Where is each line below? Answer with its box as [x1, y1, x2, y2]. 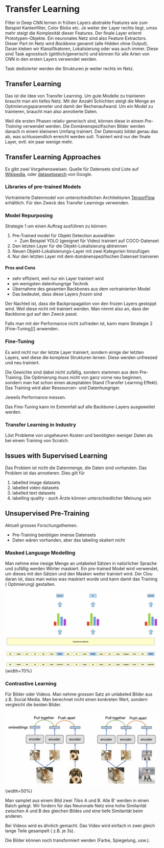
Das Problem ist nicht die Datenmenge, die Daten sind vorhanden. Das [5, 465, 147, 471]
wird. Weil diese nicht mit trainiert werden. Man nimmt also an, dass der [5, 306, 149, 312]
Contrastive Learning [5, 680, 57, 687]
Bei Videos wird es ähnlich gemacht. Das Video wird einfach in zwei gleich [5, 823, 155, 829]
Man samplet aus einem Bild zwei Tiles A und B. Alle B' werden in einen [5, 798, 149, 803]
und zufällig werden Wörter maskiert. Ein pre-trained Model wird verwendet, [5, 565, 159, 572]
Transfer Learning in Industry [5, 421, 76, 428]
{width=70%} [5, 668, 32, 673]
